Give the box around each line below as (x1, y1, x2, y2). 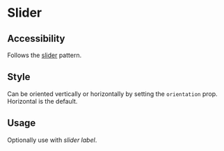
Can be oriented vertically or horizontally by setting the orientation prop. (7, 89, 218, 98)
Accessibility (7, 33, 65, 45)
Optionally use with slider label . (7, 136, 97, 144)
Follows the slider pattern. (7, 51, 82, 59)
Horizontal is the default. (7, 97, 78, 105)
